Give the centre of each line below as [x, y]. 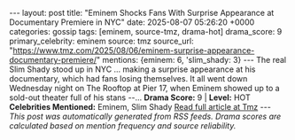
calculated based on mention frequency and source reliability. [123, 126]
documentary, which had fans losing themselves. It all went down [128, 78]
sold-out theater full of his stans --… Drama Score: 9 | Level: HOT [130, 97]
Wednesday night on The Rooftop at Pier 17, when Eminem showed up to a [145, 88]
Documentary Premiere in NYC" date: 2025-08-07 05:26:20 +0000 [132, 22]
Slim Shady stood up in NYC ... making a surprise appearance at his [132, 69]
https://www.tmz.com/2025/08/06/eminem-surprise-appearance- [134, 51]
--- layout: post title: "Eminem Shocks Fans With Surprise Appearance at [142, 13]
